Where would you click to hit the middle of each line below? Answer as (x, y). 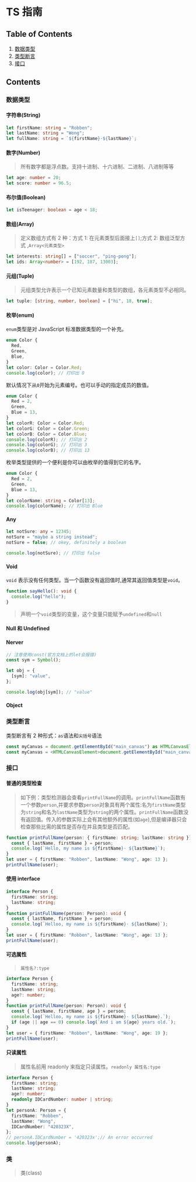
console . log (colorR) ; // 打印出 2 (47, 440)
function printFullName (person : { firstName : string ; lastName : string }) (99, 838)
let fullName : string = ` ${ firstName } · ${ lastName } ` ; (71, 139)
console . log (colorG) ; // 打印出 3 (47, 445)
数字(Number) (23, 152)
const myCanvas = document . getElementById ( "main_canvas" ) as (82, 746)
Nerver (15, 642)
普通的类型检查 (24, 783)
